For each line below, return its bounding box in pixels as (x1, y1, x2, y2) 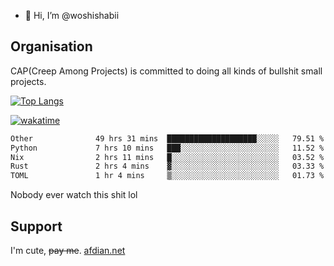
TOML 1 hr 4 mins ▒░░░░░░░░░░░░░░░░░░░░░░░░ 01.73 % (10, 171, 325, 181)
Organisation (10, 38, 93, 55)
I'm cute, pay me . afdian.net (10, 245, 126, 256)
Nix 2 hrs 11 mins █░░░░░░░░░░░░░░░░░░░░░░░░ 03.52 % (10, 152, 325, 162)
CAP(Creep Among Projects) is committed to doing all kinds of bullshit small (10, 65, 323, 77)
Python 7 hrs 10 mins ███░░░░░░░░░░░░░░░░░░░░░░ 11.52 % (10, 143, 325, 153)
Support (10, 218, 63, 235)
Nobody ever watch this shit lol (10, 189, 138, 201)
